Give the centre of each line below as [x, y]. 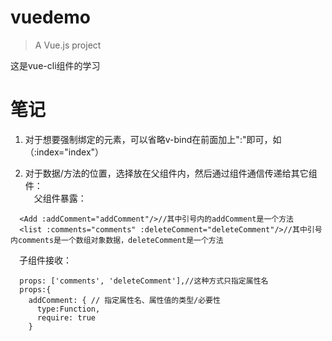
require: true [66, 317]
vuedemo [50, 17]
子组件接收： [45, 260]
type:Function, [68, 309]
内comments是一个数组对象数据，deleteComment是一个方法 [117, 240]
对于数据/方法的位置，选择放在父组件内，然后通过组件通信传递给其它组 [171, 173]
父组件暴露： [60, 198]
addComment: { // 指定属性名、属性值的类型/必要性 [124, 300]
